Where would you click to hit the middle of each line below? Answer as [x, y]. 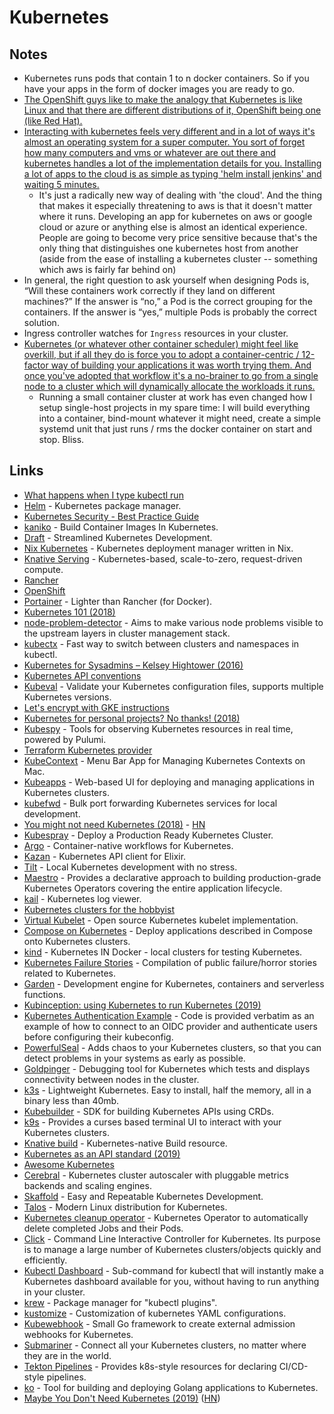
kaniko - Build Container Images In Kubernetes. [121, 527]
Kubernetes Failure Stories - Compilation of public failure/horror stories [170, 962]
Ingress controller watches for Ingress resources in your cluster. [156, 333]
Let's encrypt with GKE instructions [96, 707]
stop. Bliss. [61, 439]
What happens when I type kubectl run [103, 495]
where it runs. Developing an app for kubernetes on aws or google [175, 216]
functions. [44, 994]
